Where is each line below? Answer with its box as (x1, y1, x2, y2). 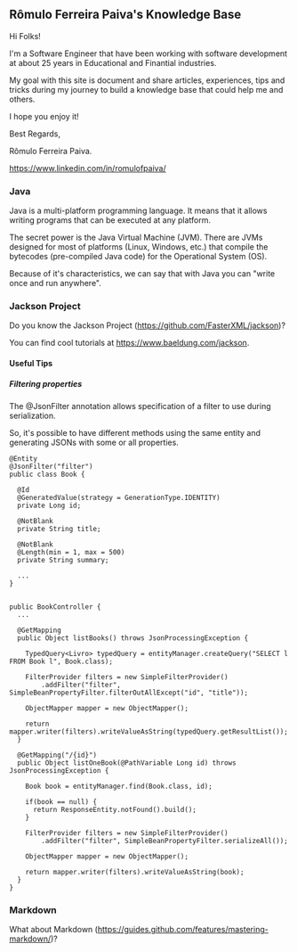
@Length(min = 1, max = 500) (17, 547, 125, 556)
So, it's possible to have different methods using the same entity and (9, 427, 261, 438)
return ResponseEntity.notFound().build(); (32, 805, 197, 814)
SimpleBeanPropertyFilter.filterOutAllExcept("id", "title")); (9, 688, 249, 697)
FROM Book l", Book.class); (9, 657, 114, 666)
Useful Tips (9, 358, 53, 368)
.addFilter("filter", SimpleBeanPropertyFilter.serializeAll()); (41, 836, 289, 845)
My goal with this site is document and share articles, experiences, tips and (9, 75, 285, 86)
